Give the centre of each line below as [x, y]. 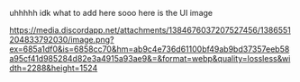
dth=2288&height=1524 [54, 68]
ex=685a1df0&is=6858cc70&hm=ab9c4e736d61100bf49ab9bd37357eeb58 [150, 49]
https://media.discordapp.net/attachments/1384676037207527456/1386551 [150, 30]
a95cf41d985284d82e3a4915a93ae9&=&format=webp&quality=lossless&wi [150, 58]
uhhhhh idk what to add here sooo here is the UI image [111, 13]
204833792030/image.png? [62, 40]
